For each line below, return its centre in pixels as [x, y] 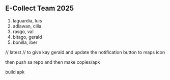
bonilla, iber [25, 42]
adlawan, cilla [27, 26]
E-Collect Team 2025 [40, 8]
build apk [15, 72]
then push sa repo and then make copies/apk [53, 62]
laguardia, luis [27, 20]
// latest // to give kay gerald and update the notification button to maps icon [85, 52]
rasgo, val [23, 31]
